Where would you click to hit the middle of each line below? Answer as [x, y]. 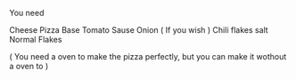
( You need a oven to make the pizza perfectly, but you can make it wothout [148, 56]
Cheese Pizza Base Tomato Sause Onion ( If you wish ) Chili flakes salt [139, 30]
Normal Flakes [36, 39]
